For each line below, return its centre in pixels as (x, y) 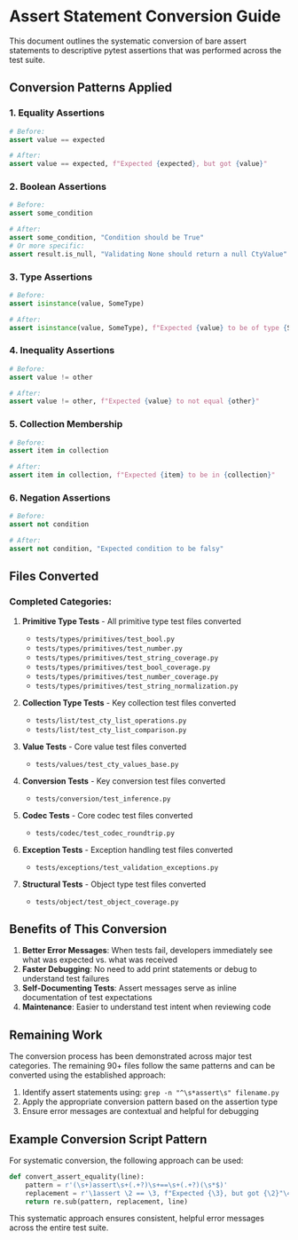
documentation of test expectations (87, 998)
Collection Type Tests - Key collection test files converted (129, 702)
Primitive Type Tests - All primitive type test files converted (132, 621)
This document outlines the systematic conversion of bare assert (128, 41)
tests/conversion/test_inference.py (103, 799)
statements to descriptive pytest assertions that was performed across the (145, 50)
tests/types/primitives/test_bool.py (105, 639)
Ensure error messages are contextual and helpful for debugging (140, 1111)
